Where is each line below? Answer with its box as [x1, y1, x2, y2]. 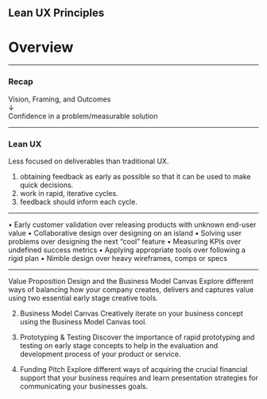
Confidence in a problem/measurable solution [8, 111, 158, 121]
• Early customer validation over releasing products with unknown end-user [8, 220, 257, 229]
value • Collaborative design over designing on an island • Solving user [8, 228, 242, 237]
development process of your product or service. [19, 349, 181, 359]
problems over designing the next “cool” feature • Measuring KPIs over [8, 236, 242, 246]
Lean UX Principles [8, 6, 105, 20]
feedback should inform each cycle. [19, 197, 137, 206]
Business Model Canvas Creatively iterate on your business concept [19, 309, 244, 318]
